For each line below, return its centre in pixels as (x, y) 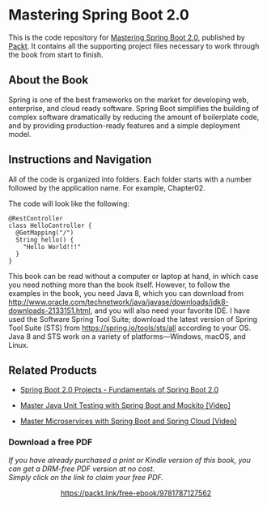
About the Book (49, 80)
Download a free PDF (51, 442)
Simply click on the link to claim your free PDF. (86, 477)
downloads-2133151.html (49, 311)
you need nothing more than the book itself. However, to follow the (119, 285)
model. (20, 134)
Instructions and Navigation (80, 160)
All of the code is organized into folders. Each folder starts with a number (130, 179)
